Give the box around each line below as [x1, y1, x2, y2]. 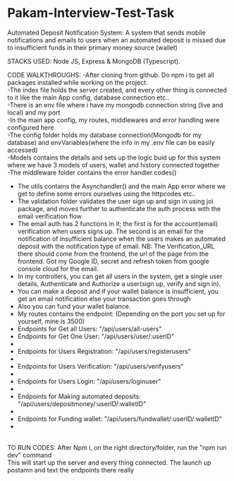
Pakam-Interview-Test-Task [7, 5, 175, 21]
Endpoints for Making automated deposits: [17, 392, 141, 400]
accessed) [7, 146, 38, 154]
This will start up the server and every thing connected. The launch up [7, 458, 211, 467]
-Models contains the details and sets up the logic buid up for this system [7, 153, 221, 162]
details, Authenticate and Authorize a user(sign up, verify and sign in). [17, 279, 221, 287]
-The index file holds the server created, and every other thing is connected [7, 85, 228, 94]
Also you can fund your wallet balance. [17, 302, 131, 310]
